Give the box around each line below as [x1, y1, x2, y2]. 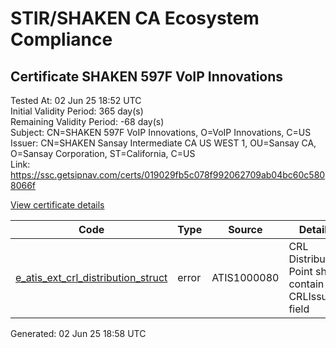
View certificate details [10, 199, 105, 211]
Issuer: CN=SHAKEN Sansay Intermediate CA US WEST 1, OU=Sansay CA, [10, 137, 317, 149]
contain [288, 277, 325, 291]
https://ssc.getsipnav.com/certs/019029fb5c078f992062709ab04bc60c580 [10, 169, 326, 181]
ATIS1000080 [211, 271, 280, 284]
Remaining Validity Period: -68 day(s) [10, 116, 165, 127]
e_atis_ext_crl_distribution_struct [15, 271, 168, 284]
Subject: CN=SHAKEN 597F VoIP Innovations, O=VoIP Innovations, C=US [10, 127, 312, 138]
